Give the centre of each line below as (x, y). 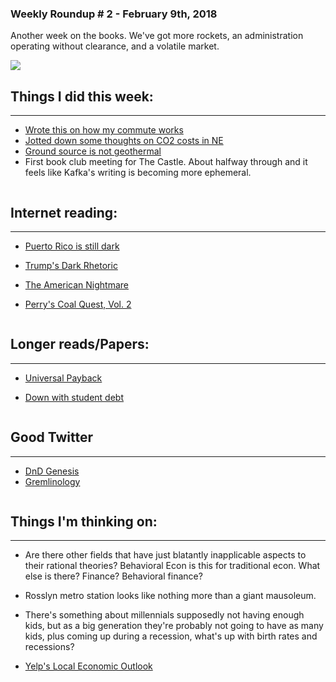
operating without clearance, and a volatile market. (115, 46)
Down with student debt (74, 397)
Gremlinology (52, 481)
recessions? (49, 647)
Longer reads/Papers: (80, 344)
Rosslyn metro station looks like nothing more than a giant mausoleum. (170, 596)
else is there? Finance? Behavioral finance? (113, 576)
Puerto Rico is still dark (72, 246)
